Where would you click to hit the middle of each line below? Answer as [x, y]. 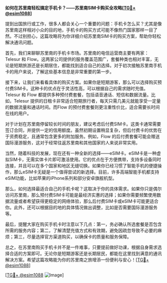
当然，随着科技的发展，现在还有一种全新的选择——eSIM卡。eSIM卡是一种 [81, 153]
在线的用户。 [18, 113]
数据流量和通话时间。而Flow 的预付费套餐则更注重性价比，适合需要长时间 [84, 107]
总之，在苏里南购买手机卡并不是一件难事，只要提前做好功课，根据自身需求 [81, 247]
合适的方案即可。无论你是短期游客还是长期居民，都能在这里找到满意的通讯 [85, 253]
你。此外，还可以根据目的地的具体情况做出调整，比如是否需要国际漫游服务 [81, 207]
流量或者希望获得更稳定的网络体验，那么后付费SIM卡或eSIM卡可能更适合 [84, 201]
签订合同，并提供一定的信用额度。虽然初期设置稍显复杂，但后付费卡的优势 [81, 130]
